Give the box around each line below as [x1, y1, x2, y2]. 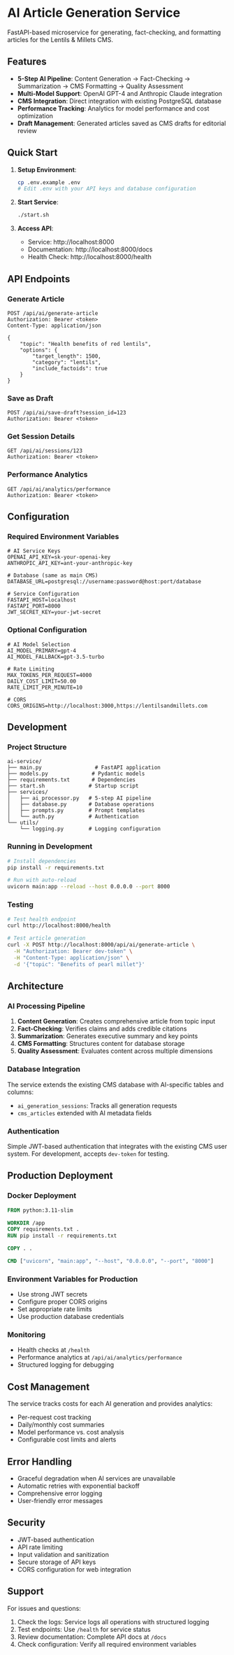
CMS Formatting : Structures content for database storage [17, 1040, 185, 1048]
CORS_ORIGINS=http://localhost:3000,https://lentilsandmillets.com [7, 702, 208, 709]
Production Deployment [7, 1170, 113, 1182]
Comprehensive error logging [17, 1489, 103, 1497]
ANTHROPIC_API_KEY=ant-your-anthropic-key [7, 560, 133, 567]
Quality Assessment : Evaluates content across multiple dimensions [17, 1047, 213, 1055]
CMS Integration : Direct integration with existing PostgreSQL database [17, 97, 222, 105]
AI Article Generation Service [7, 5, 181, 21]
